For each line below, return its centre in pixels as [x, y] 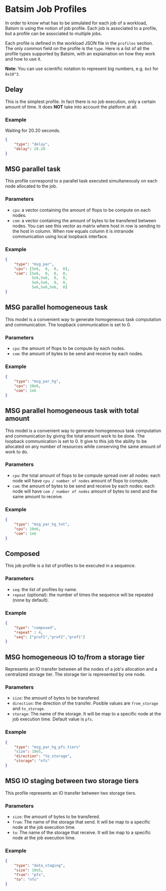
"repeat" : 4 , [28, 632]
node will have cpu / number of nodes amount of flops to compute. [81, 480]
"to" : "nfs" [26, 879]
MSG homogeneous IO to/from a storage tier [75, 657]
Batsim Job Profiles [46, 9]
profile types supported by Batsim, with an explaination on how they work [80, 54]
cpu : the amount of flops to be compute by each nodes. [69, 349]
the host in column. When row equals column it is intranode [73, 231]
